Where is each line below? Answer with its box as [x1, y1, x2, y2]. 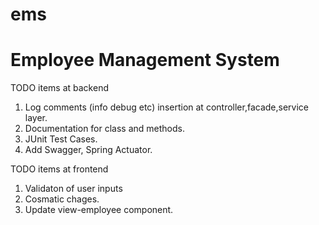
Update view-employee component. [24, 204, 174, 216]
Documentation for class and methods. [24, 123, 186, 135]
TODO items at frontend [10, 163, 109, 175]
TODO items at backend [10, 82, 109, 94]
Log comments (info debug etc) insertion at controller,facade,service [24, 101, 309, 113]
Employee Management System [10, 49, 280, 72]
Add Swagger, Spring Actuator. [24, 144, 153, 156]
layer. [24, 112, 48, 124]
